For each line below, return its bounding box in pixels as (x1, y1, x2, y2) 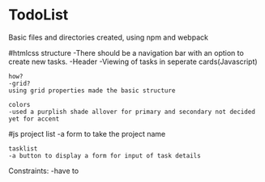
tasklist (8, 144, 38, 153)
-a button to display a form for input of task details (8, 151, 201, 159)
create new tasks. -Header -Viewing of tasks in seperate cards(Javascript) (8, 57, 258, 66)
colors (8, 100, 31, 108)
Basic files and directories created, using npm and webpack (8, 32, 209, 42)
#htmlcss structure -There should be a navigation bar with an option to (8, 48, 245, 57)
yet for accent (8, 115, 60, 123)
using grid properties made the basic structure (8, 87, 176, 95)
